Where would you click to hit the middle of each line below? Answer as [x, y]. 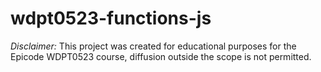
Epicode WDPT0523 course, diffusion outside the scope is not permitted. [161, 56]
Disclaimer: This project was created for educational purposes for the [153, 46]
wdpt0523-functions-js [111, 18]
